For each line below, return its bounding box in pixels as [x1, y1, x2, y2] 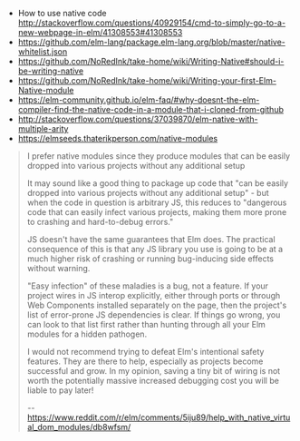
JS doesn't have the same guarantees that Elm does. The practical [26, 234, 276, 244]
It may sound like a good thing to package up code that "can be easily [26, 178, 288, 189]
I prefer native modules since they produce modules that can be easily [26, 151, 291, 162]
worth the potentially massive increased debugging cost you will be [26, 376, 279, 386]
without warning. [26, 263, 91, 273]
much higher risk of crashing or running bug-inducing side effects [26, 253, 275, 264]
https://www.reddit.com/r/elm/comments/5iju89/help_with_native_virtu [26, 412, 291, 423]
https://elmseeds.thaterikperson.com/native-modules [17, 133, 218, 143]
